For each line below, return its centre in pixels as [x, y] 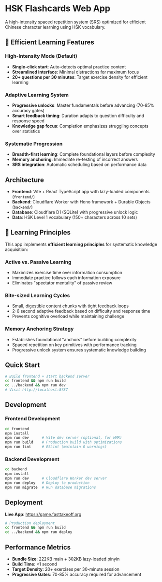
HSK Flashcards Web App [58, 8]
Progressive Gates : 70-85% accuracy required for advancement [77, 574]
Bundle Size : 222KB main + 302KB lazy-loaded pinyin [66, 559]
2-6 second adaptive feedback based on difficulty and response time [81, 311]
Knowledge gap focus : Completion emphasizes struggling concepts [80, 126]
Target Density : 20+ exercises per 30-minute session [66, 569]
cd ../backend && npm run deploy [39, 532]
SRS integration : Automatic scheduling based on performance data [79, 165]
